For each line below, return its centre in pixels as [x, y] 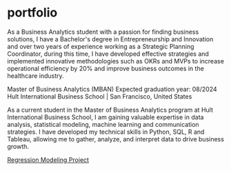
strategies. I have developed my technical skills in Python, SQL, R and [106, 132]
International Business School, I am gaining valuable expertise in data [106, 117]
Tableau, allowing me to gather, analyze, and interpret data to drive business [115, 139]
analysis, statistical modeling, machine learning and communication [103, 124]
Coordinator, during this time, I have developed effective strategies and [108, 54]
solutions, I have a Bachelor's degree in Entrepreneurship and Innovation [110, 39]
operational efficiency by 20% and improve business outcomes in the [106, 68]
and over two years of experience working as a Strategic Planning [101, 46]
